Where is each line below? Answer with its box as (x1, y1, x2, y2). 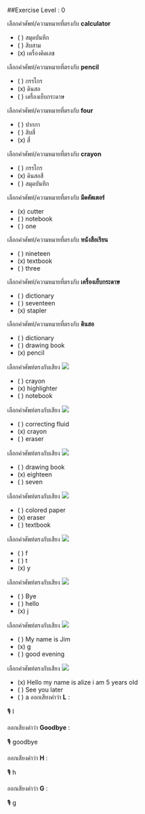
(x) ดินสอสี (17, 172, 44, 179)
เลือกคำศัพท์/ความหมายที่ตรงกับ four (7, 106, 94, 114)
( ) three (17, 264, 41, 272)
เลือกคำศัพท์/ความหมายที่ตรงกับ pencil (7, 63, 99, 71)
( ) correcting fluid (17, 420, 69, 428)
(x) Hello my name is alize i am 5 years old (17, 678, 138, 686)
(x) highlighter (17, 384, 58, 392)
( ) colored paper (17, 506, 66, 514)
